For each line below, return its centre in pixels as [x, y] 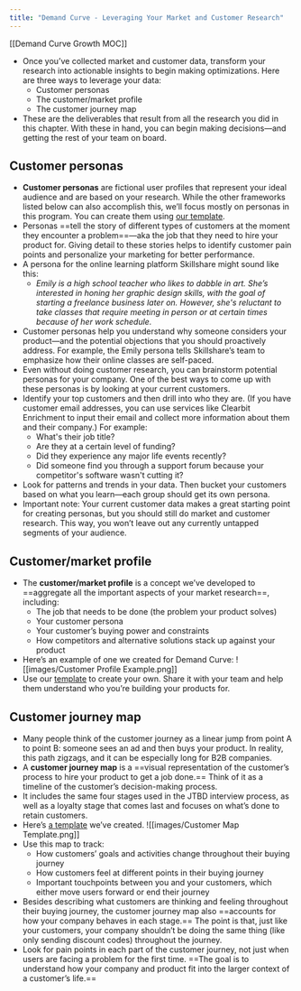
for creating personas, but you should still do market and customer [146, 514]
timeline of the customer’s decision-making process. [120, 787]
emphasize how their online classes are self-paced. [118, 360]
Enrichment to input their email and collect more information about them [156, 418]
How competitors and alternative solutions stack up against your [155, 641]
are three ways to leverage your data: [92, 80]
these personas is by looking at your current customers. [126, 389]
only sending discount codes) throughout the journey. [122, 940]
